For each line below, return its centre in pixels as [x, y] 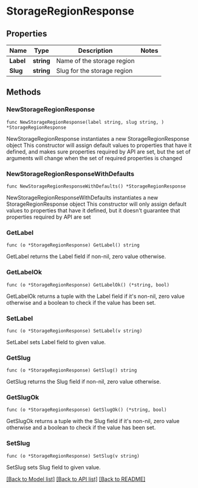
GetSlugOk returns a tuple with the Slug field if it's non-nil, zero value [93, 421]
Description [95, 51]
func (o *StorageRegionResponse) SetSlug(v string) [73, 456]
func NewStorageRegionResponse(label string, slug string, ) [85, 122]
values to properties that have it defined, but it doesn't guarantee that [93, 210]
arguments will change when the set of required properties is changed [94, 158]
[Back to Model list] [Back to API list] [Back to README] [76, 479]
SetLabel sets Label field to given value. [56, 342]
